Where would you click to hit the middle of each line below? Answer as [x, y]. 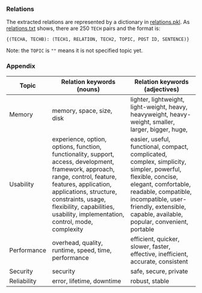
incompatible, [149, 199]
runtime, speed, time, [82, 250]
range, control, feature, [84, 177]
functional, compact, [159, 146]
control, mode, [72, 222]
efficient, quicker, [155, 239]
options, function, [77, 146]
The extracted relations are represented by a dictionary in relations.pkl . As [98, 22]
